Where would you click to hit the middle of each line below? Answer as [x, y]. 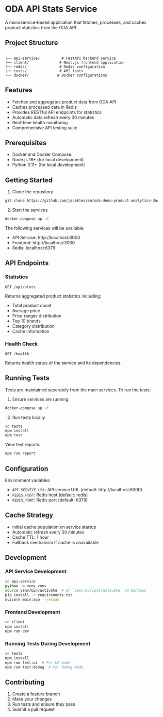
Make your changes [32, 699]
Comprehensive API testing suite [45, 128]
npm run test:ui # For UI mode [38, 663]
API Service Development [36, 571]
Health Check [21, 344]
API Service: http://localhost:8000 [46, 237]
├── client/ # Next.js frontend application [65, 62]
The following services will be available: [45, 228]
